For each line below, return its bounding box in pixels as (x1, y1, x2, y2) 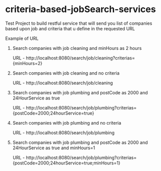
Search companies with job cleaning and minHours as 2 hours (12, 45, 142, 51)
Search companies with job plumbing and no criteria (12, 120, 122, 126)
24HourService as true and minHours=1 (12, 145, 95, 151)
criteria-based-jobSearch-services (5, 4, 156, 15)
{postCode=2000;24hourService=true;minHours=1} (12, 160, 121, 166)
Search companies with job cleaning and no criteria (12, 70, 120, 76)
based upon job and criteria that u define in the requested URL (5, 25, 135, 31)
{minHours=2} (12, 60, 43, 66)
